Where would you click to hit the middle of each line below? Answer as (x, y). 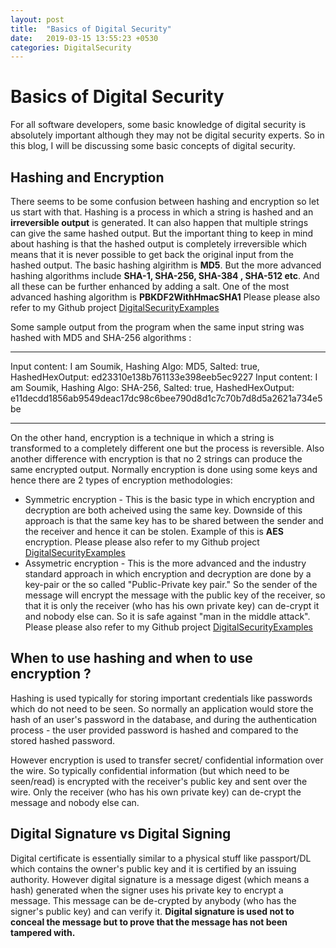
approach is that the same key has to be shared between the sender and (174, 520)
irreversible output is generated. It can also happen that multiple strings (159, 222)
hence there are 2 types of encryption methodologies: (121, 480)
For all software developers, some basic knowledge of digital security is (158, 125)
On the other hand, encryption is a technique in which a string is (142, 437)
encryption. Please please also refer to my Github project (142, 542)
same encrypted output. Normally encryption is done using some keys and (164, 469)
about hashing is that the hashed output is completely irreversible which (159, 244)
